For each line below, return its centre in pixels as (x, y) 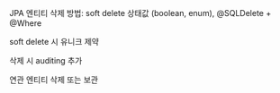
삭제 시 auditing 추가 (46, 60)
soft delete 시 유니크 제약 (54, 42)
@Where (26, 23)
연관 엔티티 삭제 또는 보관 (54, 80)
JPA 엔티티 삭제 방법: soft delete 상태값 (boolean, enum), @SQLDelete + (140, 13)
